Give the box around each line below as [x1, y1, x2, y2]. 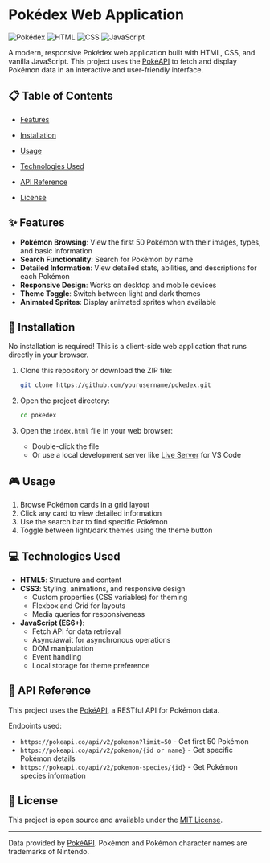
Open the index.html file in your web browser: [19, 426, 174, 436]
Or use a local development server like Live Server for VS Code [31, 450, 242, 460]
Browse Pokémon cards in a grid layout [19, 499, 150, 509]
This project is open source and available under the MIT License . [8, 815, 223, 825]
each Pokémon [19, 271, 70, 281]
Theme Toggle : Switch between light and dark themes [19, 288, 201, 298]
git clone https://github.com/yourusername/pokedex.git [19, 381, 211, 389]
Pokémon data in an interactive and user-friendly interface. [8, 64, 203, 74]
